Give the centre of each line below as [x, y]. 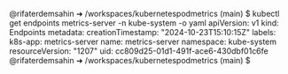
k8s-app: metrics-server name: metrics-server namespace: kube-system [143, 41]
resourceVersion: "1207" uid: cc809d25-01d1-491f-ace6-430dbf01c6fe [139, 51]
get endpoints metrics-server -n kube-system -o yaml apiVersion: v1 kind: [144, 23]
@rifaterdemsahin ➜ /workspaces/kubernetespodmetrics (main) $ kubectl [144, 14]
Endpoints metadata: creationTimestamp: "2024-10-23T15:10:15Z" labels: [143, 32]
